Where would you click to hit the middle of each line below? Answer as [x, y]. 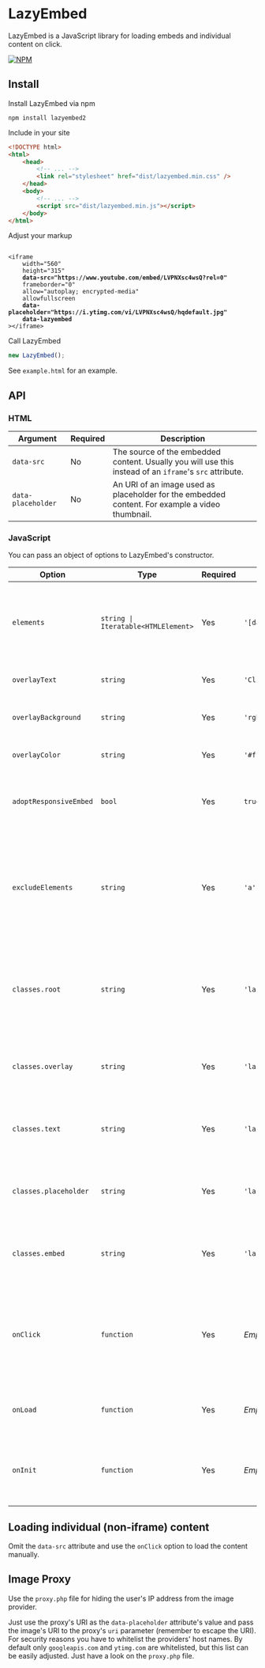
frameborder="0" [49, 285]
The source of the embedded [167, 452]
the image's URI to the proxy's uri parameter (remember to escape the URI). [132, 1630]
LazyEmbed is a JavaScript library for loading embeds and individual [119, 36]
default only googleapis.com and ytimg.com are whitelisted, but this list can [129, 1647]
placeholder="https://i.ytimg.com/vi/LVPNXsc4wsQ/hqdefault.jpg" [118, 313]
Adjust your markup [40, 236]
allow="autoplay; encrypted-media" [81, 292]
